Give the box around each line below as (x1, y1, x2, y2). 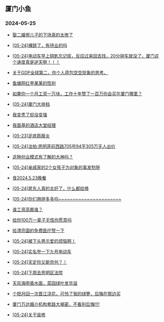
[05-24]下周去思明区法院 (12, 269, 63, 275)
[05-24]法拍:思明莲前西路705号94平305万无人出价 (12, 143, 116, 149)
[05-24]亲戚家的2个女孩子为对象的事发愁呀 (12, 164, 100, 170)
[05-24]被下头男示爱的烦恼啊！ (12, 238, 76, 244)
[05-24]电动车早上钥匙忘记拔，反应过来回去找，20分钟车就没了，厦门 (12, 53, 155, 58)
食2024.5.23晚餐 (12, 175, 47, 181)
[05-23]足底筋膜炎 (12, 133, 50, 139)
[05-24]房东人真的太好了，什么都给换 (12, 185, 89, 191)
